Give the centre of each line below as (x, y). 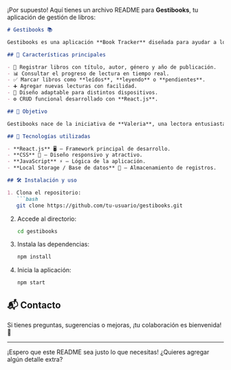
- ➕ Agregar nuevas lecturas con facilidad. (72, 86)
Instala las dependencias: (53, 244)
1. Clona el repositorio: (44, 193)
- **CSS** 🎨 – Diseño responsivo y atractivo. (75, 155)
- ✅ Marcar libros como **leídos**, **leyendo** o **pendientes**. (107, 80)
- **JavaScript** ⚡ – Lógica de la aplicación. (77, 162)
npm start (31, 283)
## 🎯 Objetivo (27, 111)
